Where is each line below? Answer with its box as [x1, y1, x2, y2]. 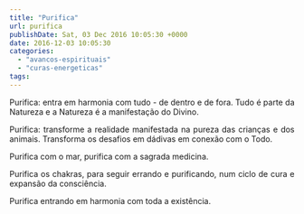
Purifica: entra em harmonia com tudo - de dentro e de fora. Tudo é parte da [9, 97, 295, 107]
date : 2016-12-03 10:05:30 [9, 38, 111, 48]
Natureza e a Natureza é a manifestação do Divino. [9, 106, 199, 117]
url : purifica [9, 22, 63, 31]
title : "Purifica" [9, 13, 79, 23]
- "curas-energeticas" [17, 64, 103, 73]
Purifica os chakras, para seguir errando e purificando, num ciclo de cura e [9, 168, 295, 179]
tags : [9, 72, 30, 81]
